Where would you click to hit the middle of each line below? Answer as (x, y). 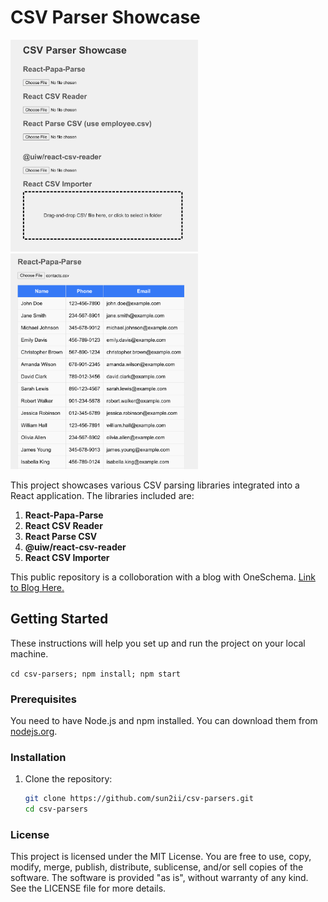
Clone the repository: (68, 779)
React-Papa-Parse (64, 515)
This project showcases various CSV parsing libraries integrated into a (155, 485)
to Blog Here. (37, 587)
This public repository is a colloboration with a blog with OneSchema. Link (163, 577)
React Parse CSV (61, 536)
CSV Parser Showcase (105, 17)
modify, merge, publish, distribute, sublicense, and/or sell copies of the (157, 867)
